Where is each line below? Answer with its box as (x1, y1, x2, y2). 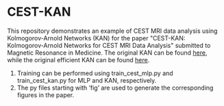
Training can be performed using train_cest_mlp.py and (16, 69, 173, 77)
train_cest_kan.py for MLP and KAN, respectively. (16, 76, 157, 84)
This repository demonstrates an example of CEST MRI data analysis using (7, 27, 218, 35)
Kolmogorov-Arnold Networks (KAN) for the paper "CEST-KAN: (7, 34, 186, 42)
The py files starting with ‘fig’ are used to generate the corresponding (16, 83, 214, 92)
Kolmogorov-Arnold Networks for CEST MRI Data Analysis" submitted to (7, 41, 211, 49)
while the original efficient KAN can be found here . (7, 55, 150, 64)
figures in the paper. (16, 90, 75, 99)
